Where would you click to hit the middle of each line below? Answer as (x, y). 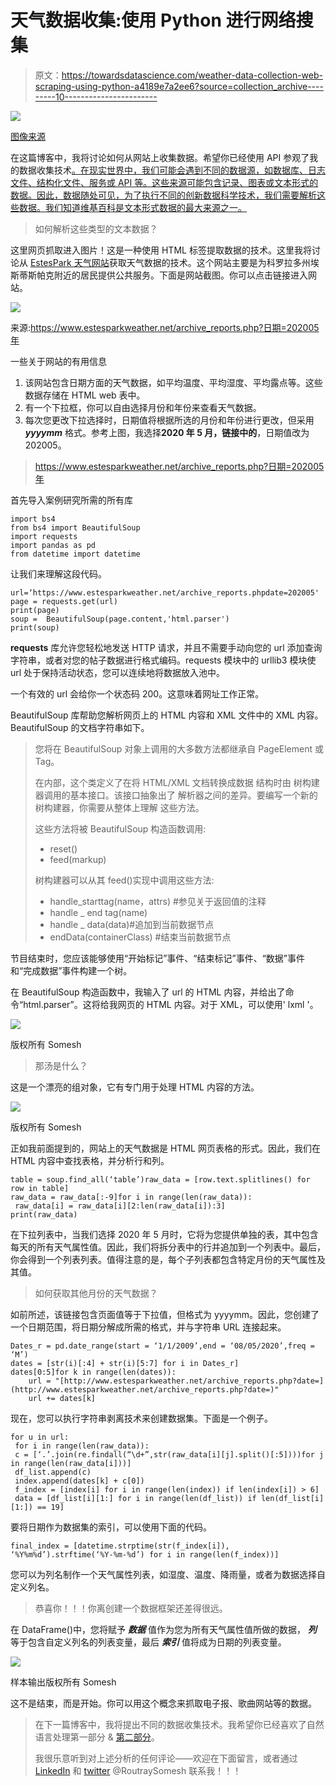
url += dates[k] (62, 1398)
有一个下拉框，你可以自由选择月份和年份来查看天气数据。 (143, 407)
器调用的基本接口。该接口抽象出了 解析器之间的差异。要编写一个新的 (176, 795)
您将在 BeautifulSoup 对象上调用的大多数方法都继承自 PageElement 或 (179, 748)
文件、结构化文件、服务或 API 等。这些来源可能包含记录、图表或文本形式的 (164, 182)
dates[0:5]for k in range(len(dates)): (93, 1372)
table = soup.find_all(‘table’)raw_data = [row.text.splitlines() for (160, 1179)
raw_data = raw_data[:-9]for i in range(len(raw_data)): (131, 1197)
